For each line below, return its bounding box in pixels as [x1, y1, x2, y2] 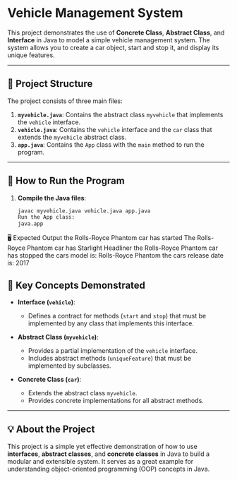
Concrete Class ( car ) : [17, 376, 82, 383]
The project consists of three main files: [7, 97, 123, 105]
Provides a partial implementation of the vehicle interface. [28, 347, 197, 354]
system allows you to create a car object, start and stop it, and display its [7, 43, 219, 52]
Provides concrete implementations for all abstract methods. [28, 397, 205, 404]
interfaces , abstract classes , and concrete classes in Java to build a [7, 450, 210, 458]
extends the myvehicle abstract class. [17, 133, 127, 141]
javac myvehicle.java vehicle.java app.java [17, 207, 151, 215]
